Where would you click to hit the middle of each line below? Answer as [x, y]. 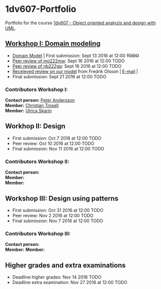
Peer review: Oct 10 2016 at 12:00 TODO [53, 143]
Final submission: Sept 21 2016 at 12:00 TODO [59, 76]
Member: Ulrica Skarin [28, 111]
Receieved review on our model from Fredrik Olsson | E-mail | [75, 71]
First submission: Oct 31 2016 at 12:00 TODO [58, 210]
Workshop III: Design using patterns [62, 198]
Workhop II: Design [35, 126]
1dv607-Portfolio [41, 9]
